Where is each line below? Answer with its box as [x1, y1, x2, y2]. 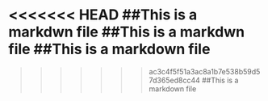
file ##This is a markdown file [8, 40, 211, 58]
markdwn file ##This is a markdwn [8, 23, 245, 41]
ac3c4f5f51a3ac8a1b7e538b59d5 [149, 66, 261, 76]
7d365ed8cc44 [149, 75, 200, 85]
